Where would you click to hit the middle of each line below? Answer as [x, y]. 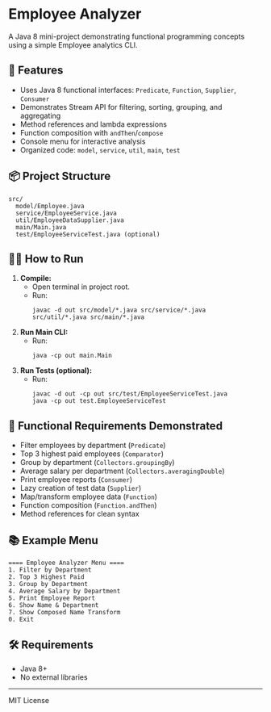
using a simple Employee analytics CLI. [73, 44]
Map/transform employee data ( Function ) [88, 496]
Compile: [35, 279]
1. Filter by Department [50, 570]
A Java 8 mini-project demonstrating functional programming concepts [127, 36]
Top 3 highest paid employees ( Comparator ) [92, 454]
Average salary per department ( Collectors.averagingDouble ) [122, 471]
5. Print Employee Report [52, 598]
